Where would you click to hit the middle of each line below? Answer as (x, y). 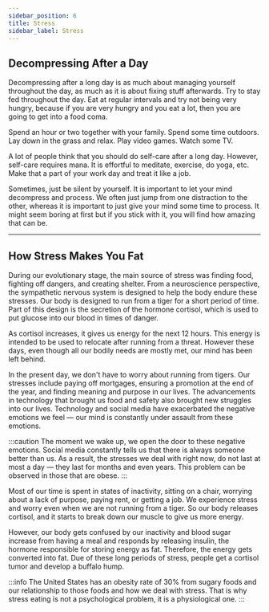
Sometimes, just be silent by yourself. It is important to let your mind (120, 189)
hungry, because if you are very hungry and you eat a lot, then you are (125, 108)
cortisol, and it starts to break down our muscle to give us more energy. (126, 516)
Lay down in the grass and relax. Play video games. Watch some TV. (121, 141)
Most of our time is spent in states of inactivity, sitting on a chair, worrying (130, 491)
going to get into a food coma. (58, 116)
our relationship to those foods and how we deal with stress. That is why (128, 590)
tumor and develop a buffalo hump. (66, 566)
